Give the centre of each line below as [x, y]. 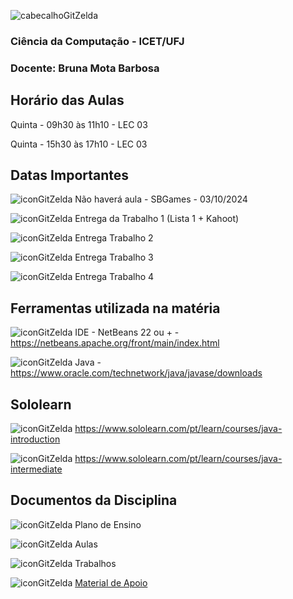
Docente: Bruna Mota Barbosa [85, 68]
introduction [35, 439]
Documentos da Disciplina [94, 500]
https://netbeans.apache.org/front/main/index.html [115, 343]
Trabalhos [95, 563]
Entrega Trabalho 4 [114, 277]
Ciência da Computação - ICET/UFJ [97, 41]
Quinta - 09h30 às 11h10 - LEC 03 [79, 124]
